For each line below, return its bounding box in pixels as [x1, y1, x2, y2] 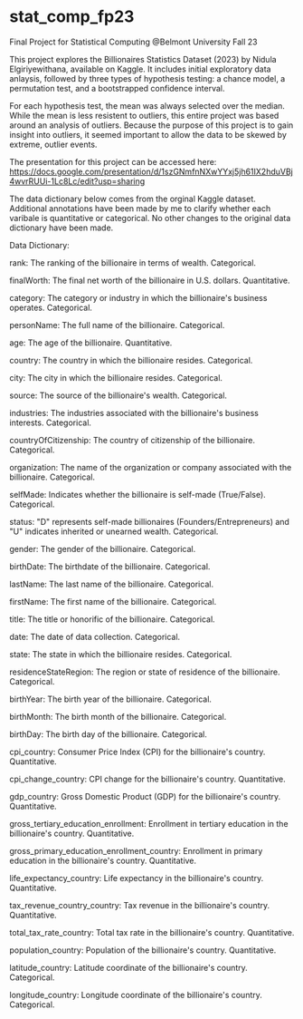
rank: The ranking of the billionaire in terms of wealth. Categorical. [9, 257, 256, 268]
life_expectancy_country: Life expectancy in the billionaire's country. [9, 872, 264, 883]
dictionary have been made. [9, 222, 114, 233]
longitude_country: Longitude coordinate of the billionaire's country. [9, 989, 262, 1000]
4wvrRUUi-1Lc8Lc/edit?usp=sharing [9, 175, 146, 187]
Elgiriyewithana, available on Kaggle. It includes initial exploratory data [9, 63, 271, 74]
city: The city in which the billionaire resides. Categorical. [9, 372, 223, 383]
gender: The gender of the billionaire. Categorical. [9, 543, 196, 554]
